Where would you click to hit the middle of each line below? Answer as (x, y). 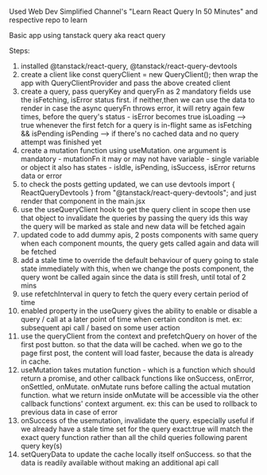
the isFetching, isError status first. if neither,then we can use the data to (137, 100)
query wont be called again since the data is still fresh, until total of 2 (133, 277)
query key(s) (41, 446)
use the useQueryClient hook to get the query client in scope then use (135, 209)
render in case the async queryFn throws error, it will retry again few (132, 108)
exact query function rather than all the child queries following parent (134, 437)
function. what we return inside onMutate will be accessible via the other (139, 395)
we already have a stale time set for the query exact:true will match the (137, 429)
